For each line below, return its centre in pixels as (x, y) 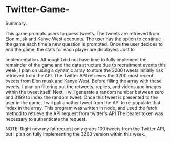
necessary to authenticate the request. (46, 119)
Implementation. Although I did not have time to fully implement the (76, 59)
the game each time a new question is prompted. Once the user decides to (84, 44)
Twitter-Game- (38, 9)
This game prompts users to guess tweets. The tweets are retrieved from (82, 33)
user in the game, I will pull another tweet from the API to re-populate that (83, 102)
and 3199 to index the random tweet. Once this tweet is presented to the (81, 97)
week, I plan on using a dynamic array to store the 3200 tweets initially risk (84, 70)
